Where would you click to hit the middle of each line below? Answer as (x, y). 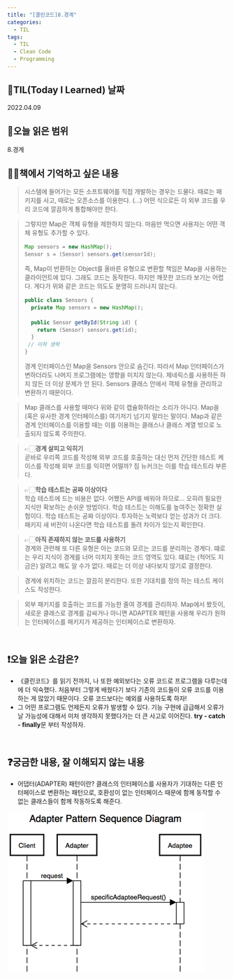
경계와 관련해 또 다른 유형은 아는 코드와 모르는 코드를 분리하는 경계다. (118, 548)
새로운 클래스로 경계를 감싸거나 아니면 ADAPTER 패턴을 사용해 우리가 (118, 613)
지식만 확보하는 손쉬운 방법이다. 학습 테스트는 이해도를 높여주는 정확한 (119, 507)
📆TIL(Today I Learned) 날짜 (66, 90)
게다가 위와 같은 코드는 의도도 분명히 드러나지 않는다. (105, 286)
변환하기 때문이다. (49, 393)
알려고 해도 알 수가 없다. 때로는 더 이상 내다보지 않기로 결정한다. (126, 566)
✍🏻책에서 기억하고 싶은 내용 (63, 173)
